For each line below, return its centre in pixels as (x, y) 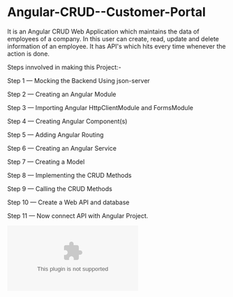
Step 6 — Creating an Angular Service (62, 148)
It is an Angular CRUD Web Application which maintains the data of (104, 31)
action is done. (29, 54)
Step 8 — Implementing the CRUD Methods (69, 175)
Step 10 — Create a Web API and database (69, 202)
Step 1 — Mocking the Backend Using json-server (78, 80)
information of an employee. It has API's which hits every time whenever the (116, 46)
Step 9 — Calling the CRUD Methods (60, 188)
